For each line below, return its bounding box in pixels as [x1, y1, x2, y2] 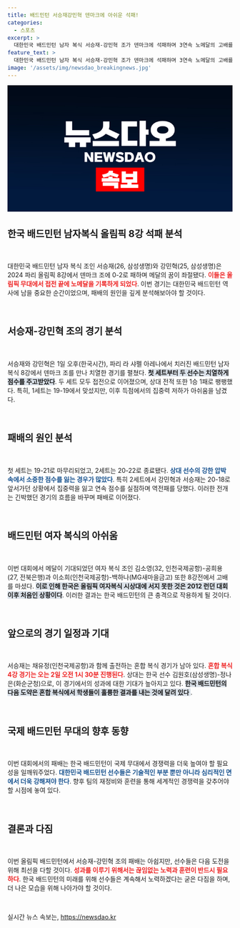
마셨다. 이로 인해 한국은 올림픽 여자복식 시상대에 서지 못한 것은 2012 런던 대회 [14, 582, 229, 590]
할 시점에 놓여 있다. [7, 786, 61, 794]
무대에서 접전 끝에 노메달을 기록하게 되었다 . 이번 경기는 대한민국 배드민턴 [20, 279, 221, 289]
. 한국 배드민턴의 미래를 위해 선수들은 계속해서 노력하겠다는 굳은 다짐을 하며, [19, 874, 231, 883]
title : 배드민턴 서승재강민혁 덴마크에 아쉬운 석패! [7, 11, 139, 19]
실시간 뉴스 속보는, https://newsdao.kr [7, 912, 116, 921]
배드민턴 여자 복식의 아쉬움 [7, 529, 118, 542]
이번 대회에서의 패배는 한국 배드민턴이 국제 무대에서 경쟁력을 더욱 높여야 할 [7, 759, 216, 768]
